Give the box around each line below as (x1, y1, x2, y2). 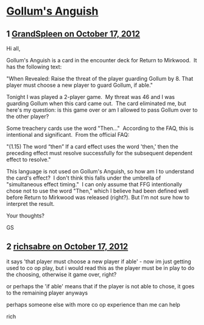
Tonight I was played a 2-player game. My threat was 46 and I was (6, 93, 175, 100)
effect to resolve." (6, 156, 51, 163)
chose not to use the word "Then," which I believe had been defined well (6, 188, 189, 194)
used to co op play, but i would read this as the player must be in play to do (6, 264, 195, 271)
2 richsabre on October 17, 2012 (6, 241, 128, 252)
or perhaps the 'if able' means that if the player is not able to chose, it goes (6, 282, 195, 290)
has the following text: (6, 63, 62, 70)
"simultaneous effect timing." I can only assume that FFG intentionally (6, 181, 183, 188)
